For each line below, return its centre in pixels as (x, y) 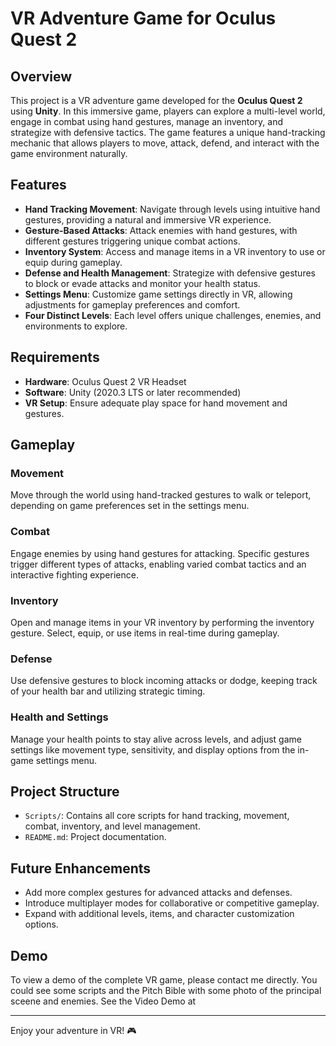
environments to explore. (76, 326)
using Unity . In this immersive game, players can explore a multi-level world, (168, 111)
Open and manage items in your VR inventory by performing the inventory (162, 622)
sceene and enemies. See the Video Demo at (103, 1001)
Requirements (55, 357)
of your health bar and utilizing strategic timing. (108, 691)
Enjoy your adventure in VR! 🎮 (73, 1030)
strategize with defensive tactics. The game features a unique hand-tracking (168, 132)
